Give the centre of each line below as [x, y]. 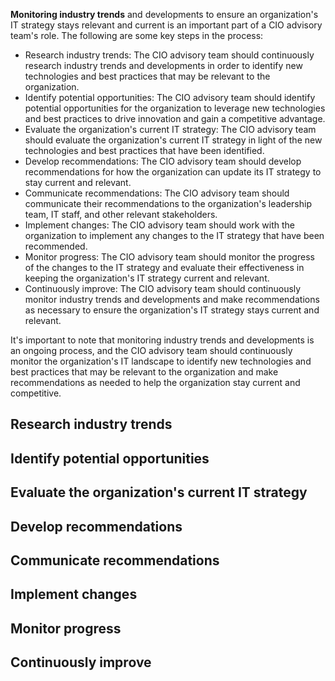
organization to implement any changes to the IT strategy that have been [174, 235]
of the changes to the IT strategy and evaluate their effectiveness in [164, 267]
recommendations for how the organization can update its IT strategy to [173, 172]
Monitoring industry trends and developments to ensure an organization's [164, 14]
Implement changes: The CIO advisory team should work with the [159, 225]
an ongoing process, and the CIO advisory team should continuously [151, 350]
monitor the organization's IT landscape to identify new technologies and [161, 361]
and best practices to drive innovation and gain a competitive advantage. [175, 118]
